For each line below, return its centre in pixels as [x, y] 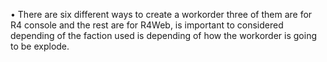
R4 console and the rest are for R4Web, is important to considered [147, 25]
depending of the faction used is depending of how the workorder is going [163, 35]
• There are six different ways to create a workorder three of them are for [161, 14]
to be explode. [40, 46]
